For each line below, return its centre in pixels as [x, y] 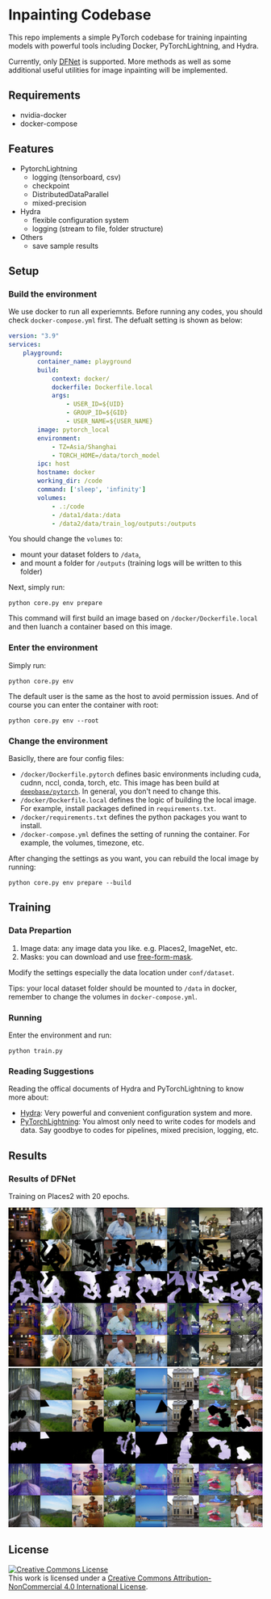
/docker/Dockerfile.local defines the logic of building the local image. [138, 799]
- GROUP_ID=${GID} [97, 413]
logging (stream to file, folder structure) [98, 229]
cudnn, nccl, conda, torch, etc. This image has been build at [119, 782]
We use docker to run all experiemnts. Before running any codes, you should [135, 312]
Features [31, 149]
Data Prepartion [40, 931]
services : [25, 345]
